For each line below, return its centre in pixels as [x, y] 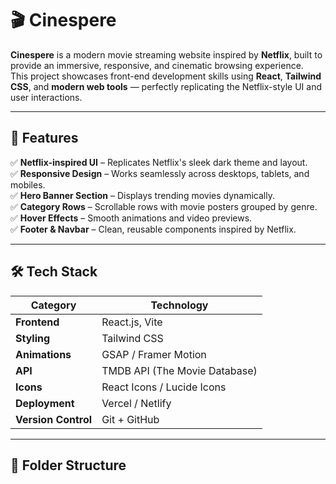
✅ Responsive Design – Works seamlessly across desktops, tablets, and [160, 173]
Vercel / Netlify [136, 403]
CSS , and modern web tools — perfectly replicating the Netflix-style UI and [166, 86]
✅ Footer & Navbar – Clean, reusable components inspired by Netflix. [153, 229]
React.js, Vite [132, 322]
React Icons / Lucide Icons [164, 387]
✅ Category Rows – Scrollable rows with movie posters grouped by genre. [164, 206]
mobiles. [28, 184]
